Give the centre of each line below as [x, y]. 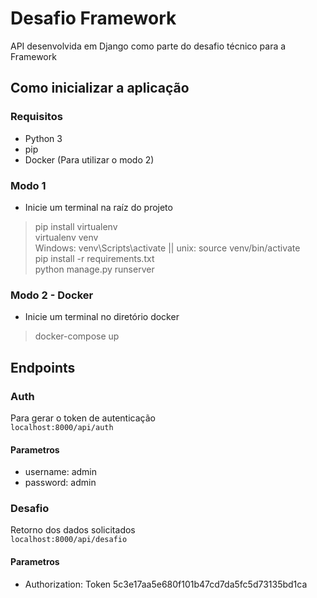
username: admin [61, 472]
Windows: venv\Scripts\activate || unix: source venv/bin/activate [167, 248]
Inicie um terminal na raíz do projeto [98, 207]
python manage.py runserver [94, 269]
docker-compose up [77, 336]
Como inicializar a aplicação [100, 88]
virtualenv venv [66, 237]
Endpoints [43, 367]
